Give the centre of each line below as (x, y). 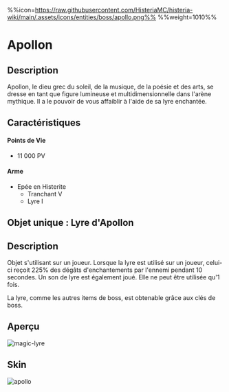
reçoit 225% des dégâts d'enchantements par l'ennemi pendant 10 (108, 270)
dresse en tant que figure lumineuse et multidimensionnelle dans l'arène (109, 94)
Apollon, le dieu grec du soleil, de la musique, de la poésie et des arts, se (110, 87)
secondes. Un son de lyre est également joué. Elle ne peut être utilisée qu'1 (113, 277)
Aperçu (23, 326)
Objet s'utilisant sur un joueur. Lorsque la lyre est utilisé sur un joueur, (106, 263)
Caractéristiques (44, 123)
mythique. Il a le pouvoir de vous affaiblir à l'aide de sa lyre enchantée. (107, 101)
